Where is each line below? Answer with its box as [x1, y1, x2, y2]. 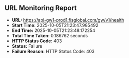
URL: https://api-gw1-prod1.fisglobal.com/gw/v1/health [11, 17, 125, 23]
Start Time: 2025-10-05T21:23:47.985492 [11, 22, 99, 28]
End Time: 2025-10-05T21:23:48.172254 [11, 27, 95, 33]
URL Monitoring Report [4, 4, 77, 12]
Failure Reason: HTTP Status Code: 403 [11, 48, 95, 54]
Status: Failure [11, 43, 43, 49]
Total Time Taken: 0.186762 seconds [11, 32, 88, 38]
